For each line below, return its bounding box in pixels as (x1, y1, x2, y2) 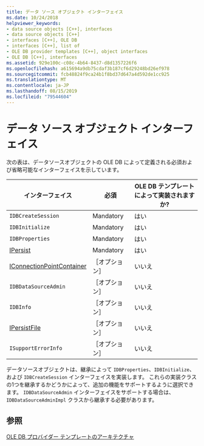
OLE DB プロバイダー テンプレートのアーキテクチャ (6, 433, 135, 440)
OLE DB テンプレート (134, 182, 195, 190)
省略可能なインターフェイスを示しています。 (11, 166, 123, 173)
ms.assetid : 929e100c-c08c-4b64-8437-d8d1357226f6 (6, 60, 137, 66)
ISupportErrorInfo (9, 344, 63, 352)
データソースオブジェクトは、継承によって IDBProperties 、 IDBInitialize (6, 366, 190, 373)
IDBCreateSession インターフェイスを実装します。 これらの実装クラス (23, 373, 197, 380)
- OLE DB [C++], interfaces (6, 54, 78, 60)
